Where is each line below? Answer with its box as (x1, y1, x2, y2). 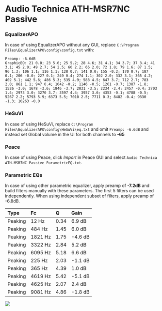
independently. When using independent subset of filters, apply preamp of (5, 193, 154, 199)
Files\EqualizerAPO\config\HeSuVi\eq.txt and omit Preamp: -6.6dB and (5, 126, 149, 132)
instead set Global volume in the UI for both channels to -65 (5, 131, 125, 137)
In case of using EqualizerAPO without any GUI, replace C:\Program (5, 42, 139, 48)
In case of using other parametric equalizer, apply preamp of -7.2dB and (5, 183, 149, 188)
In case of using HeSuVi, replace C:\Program (5, 121, 94, 127)
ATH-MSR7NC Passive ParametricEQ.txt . (5, 160, 82, 166)
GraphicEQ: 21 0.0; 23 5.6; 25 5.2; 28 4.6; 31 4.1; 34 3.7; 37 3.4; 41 (5, 61, 155, 66)
